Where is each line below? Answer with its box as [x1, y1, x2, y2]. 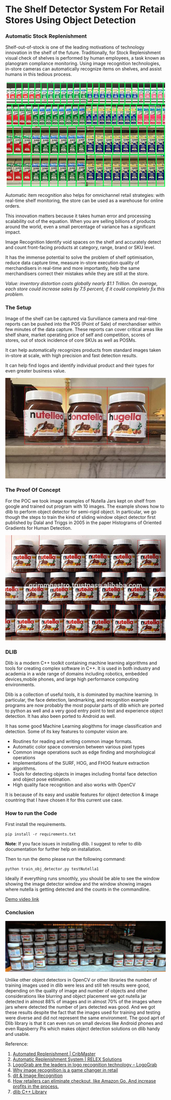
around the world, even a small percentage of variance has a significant [5, 223, 156, 230]
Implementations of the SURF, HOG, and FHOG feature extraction [12, 760, 150, 766]
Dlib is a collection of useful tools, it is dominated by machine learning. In [5, 691, 159, 697]
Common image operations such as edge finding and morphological [12, 749, 156, 755]
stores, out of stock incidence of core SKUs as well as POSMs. [5, 337, 136, 343]
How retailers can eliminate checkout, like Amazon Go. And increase [12, 1078, 156, 1084]
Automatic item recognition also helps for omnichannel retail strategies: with [5, 192, 165, 198]
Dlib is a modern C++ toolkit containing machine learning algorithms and [5, 660, 157, 666]
